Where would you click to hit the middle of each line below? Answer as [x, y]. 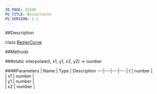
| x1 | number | [20, 76]
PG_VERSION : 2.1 [22, 19]
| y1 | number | [20, 81]
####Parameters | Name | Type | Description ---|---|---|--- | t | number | [79, 71]
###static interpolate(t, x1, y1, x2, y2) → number [53, 62]
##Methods [17, 52]
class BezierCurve [24, 42]
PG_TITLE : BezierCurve [28, 14]
